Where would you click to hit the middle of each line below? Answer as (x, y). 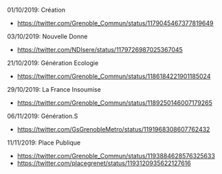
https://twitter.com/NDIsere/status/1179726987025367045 (100, 50)
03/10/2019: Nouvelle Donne (47, 36)
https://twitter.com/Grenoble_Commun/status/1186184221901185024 (114, 76)
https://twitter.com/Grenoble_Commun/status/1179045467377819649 (115, 23)
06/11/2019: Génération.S (43, 116)
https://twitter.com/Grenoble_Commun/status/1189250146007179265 (115, 103)
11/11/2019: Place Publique (44, 142)
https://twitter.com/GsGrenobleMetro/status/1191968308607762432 (113, 129)
